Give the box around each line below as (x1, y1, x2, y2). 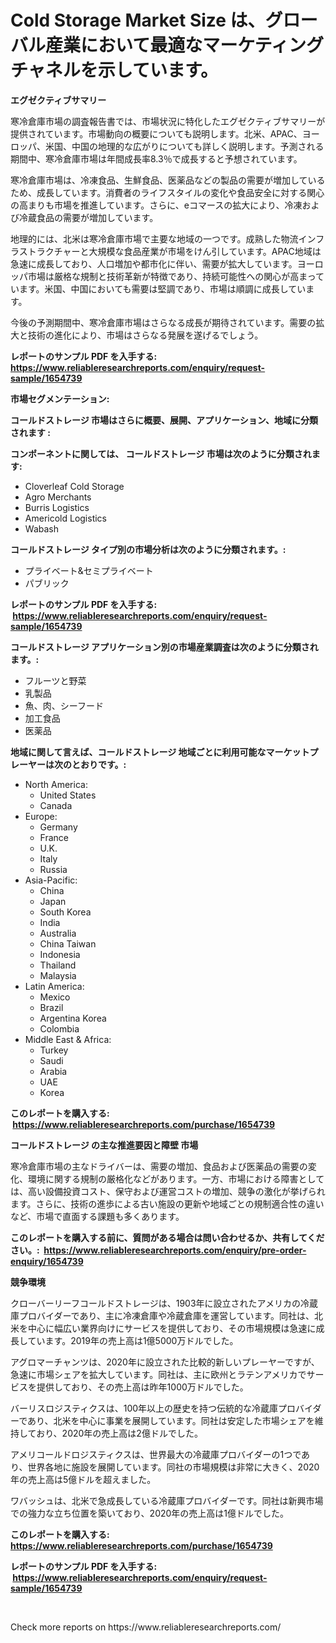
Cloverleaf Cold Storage (24, 480, 125, 492)
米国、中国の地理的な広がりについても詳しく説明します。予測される (44, 140, 325, 152)
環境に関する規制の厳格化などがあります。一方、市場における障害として (27, 1172, 325, 1185)
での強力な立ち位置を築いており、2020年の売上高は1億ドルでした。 (10, 1507, 290, 1519)
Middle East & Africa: (24, 1033, 112, 1045)
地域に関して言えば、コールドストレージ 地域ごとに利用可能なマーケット (10, 746, 310, 758)
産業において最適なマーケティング (45, 34, 324, 57)
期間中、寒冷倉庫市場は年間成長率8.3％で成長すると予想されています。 (10, 152, 303, 165)
